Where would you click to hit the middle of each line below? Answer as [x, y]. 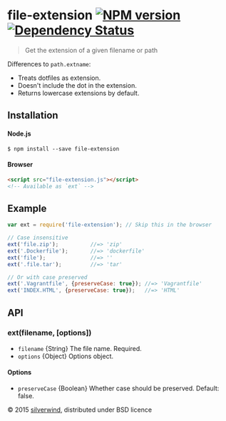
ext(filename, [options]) [50, 333]
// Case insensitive [38, 238]
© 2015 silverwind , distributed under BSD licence [79, 410]
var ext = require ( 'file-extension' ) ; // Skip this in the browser [110, 225]
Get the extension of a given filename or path [91, 50]
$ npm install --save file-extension [63, 149]
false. [26, 396]
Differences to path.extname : [49, 64]
